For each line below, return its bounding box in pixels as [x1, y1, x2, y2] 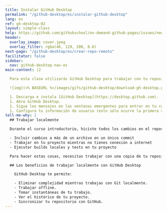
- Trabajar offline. [14, 185, 57, 191]
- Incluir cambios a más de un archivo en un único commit [9, 135, 135, 140]
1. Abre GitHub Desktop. [9, 99, 61, 104]
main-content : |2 [5, 68, 41, 73]
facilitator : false [5, 53, 46, 59]
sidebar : [5, 58, 23, 63]
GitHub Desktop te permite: [14, 172, 72, 177]
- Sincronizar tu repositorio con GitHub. [14, 199, 103, 204]
